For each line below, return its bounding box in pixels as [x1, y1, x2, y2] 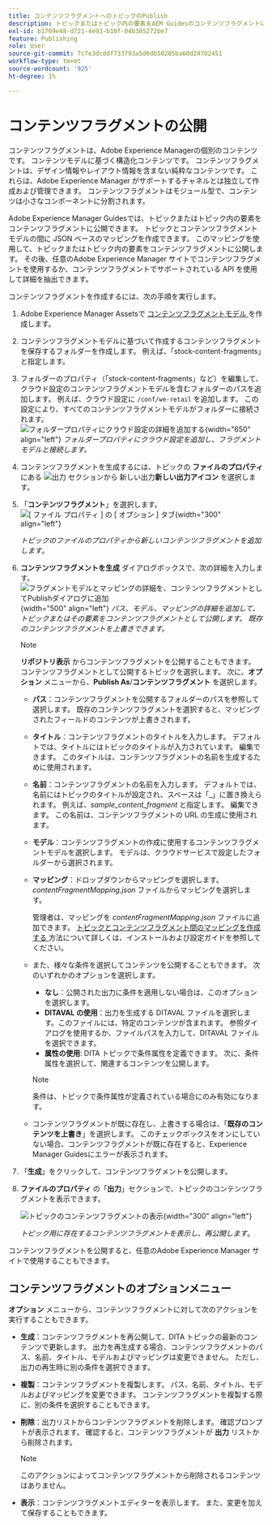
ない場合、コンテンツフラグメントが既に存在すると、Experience [32, 1139, 248, 1148]
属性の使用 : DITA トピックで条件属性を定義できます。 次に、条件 [44, 1048, 259, 1058]
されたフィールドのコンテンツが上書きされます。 [32, 714, 195, 724]
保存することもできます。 [27, 1508, 112, 1518]
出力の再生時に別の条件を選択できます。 [19, 1363, 155, 1372]
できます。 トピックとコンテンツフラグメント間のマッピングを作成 [39, 922, 261, 932]
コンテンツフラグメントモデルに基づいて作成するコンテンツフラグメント [19, 336, 261, 346]
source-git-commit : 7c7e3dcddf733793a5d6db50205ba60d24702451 [8, 50, 223, 58]
